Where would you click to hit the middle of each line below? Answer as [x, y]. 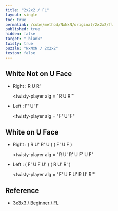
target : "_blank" [24, 39]
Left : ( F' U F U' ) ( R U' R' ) [42, 164]
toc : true [16, 20]
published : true [23, 29]
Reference [22, 190]
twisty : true [19, 44]
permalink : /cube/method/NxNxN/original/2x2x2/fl [60, 24]
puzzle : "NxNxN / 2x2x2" [32, 48]
